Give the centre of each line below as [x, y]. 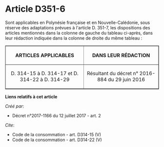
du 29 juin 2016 [127, 79]
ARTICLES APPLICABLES [45, 55]
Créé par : [15, 106]
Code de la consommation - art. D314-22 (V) [57, 140]
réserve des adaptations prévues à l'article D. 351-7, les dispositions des [78, 27]
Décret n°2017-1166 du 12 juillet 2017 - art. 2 [56, 115]
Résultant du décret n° [113, 73]
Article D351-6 [35, 9]
